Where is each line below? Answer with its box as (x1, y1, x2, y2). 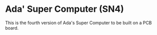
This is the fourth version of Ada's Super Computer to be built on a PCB (5, 20, 152, 26)
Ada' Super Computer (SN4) (5, 3, 124, 15)
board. (5, 25, 19, 31)
